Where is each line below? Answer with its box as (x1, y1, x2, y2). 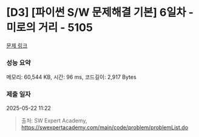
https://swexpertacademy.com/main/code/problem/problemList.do (21, 124, 189, 131)
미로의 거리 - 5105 (6, 21, 93, 35)
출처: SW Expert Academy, (21, 116, 87, 124)
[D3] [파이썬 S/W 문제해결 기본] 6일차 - (6, 5, 194, 19)
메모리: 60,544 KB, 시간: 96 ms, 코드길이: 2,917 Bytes (6, 73, 137, 81)
